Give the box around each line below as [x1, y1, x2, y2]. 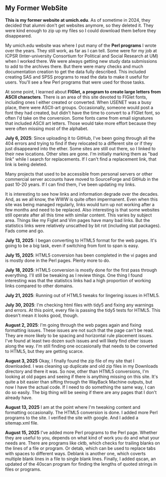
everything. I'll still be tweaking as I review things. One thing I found [5, 272, 143, 278]
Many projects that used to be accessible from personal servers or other [5, 171, 153, 177]
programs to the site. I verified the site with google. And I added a [5, 415, 138, 421]
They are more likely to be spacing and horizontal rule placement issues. [5, 332, 153, 338]
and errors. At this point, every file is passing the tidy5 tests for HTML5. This [5, 307, 161, 313]
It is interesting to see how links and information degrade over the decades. [5, 191, 159, 197]
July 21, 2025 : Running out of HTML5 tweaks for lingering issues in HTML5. [5, 292, 160, 298]
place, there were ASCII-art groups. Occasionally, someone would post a [5, 104, 154, 110]
